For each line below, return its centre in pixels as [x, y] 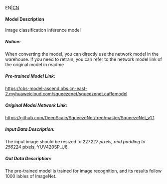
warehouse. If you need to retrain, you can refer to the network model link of [83, 59]
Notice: [13, 41]
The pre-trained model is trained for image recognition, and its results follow [83, 171]
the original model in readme [35, 65]
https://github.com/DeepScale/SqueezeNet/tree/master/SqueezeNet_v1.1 [80, 118]
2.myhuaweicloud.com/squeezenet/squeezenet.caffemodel [66, 94]
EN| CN [12, 8]
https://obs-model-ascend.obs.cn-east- [46, 89]
